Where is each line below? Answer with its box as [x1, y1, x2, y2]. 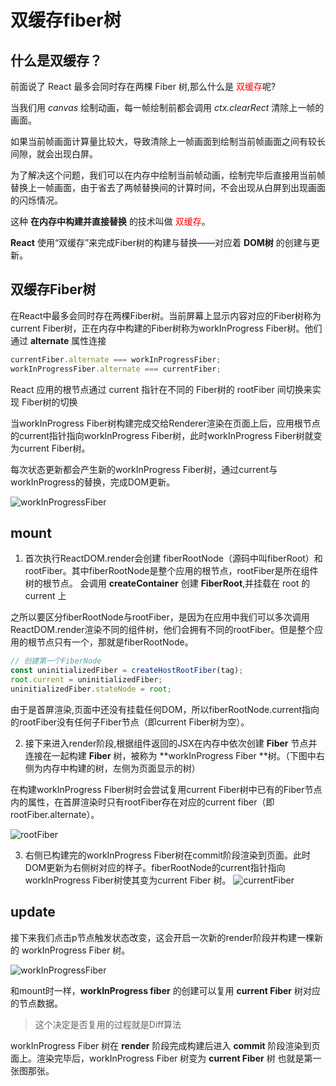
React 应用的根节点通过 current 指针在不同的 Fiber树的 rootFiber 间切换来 [10, 383, 313, 395]
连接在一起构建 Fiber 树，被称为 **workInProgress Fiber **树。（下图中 [24, 749, 317, 761]
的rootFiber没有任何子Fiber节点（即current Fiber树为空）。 [10, 716, 250, 728]
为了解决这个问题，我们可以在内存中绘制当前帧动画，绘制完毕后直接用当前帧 [10, 169, 326, 181]
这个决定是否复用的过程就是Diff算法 [34, 1018, 182, 1030]
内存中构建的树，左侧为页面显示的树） [42, 762, 201, 774]
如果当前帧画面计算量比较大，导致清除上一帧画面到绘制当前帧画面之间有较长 [10, 136, 326, 147]
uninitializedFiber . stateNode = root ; [10, 684, 172, 694]
